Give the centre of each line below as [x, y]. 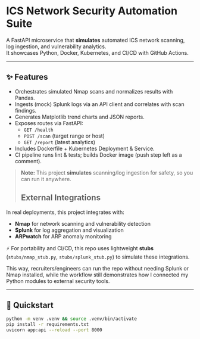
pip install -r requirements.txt [48, 325]
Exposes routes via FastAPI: [49, 123]
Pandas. [25, 98]
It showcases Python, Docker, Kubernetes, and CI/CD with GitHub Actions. [98, 52]
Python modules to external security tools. [58, 281]
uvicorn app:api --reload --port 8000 [54, 330]
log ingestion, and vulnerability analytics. [56, 46]
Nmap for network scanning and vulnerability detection [82, 223]
